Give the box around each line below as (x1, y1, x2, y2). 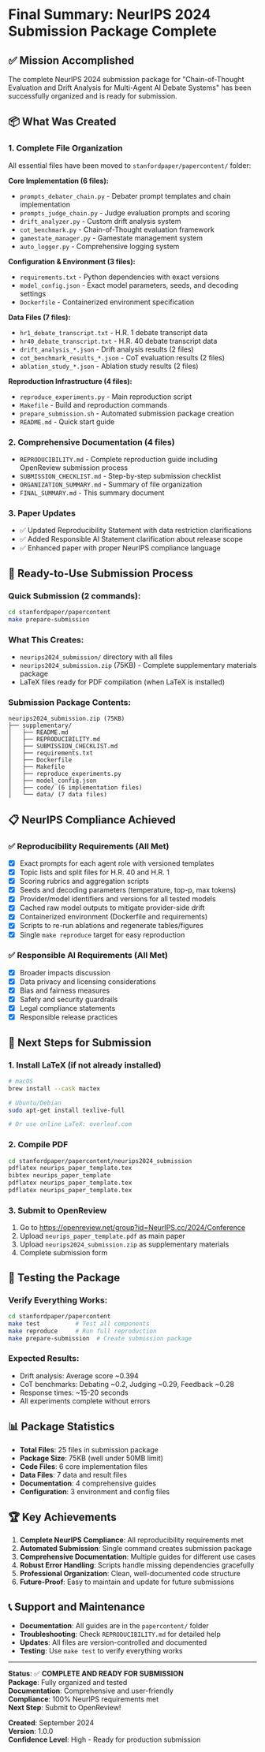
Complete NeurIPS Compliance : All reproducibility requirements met (19, 1535, 244, 1545)
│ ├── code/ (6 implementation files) (8, 784, 144, 792)
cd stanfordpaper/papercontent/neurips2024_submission (8, 1157, 192, 1165)
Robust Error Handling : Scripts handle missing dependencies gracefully (19, 1560, 255, 1570)
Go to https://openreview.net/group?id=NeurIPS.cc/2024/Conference (19, 1223, 246, 1232)
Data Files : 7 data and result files (19, 1470, 128, 1479)
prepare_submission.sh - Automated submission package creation (19, 408, 234, 418)
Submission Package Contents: (8, 696, 132, 707)
